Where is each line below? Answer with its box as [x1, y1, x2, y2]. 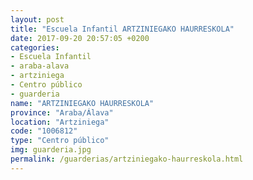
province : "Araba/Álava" [10, 107, 114, 118]
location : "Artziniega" [10, 117, 110, 127]
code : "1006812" [10, 126, 78, 136]
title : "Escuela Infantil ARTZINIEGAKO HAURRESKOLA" [10, 24, 235, 34]
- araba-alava [10, 61, 70, 71]
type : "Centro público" [10, 136, 110, 146]
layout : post [10, 14, 65, 25]
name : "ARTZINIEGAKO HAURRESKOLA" [10, 98, 155, 108]
